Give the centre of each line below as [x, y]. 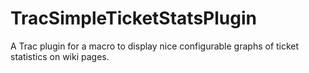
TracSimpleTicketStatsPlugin [133, 18]
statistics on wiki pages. [60, 56]
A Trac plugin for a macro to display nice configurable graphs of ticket [155, 46]
